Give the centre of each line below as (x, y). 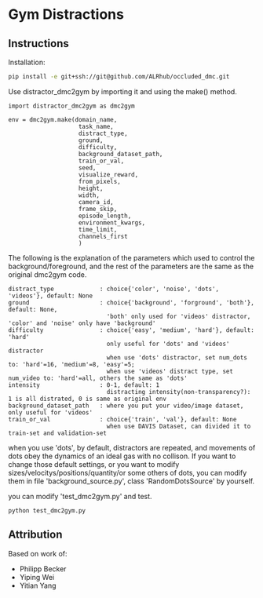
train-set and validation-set (58, 433)
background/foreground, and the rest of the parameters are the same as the (131, 266)
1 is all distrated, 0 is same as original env (88, 399)
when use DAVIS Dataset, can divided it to (179, 426)
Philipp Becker (43, 569)
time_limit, (98, 229)
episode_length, (105, 216)
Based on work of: (38, 553)
